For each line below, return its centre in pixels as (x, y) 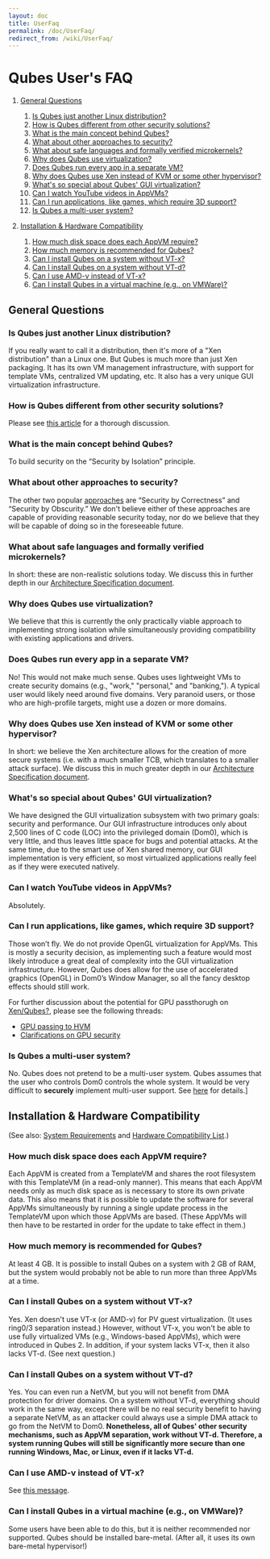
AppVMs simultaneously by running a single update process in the (118, 1208)
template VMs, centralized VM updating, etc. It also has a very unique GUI (131, 376)
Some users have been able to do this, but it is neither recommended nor (129, 1528)
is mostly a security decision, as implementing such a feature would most (130, 952)
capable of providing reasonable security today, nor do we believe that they (134, 517)
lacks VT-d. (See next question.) (62, 1353)
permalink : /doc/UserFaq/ (52, 31)
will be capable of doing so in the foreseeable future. (96, 526)
